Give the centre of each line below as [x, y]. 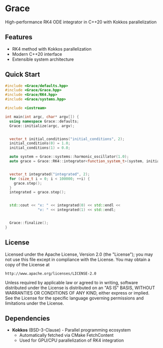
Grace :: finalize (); [29, 223]
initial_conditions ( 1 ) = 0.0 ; [40, 148]
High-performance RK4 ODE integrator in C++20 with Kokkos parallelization [81, 22]
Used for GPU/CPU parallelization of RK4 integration [72, 340]
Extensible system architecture [43, 59]
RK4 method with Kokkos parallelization [52, 49]
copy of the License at [27, 264]
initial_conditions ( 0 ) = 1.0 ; [40, 143]
